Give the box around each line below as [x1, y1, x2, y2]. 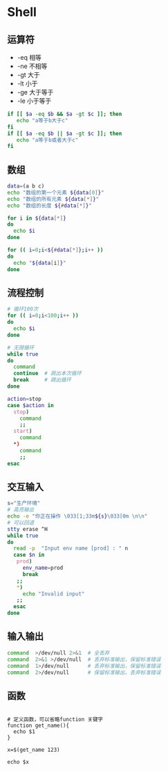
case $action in [7, 402, 54, 409]
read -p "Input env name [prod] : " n [13, 545, 129, 552]
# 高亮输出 [7, 507, 35, 514]
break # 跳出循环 [13, 377, 71, 384]
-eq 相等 [17, 54, 41, 61]
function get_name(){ [7, 722, 70, 730]
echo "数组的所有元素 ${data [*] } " [7, 195, 100, 202]
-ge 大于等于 [17, 88, 54, 96]
